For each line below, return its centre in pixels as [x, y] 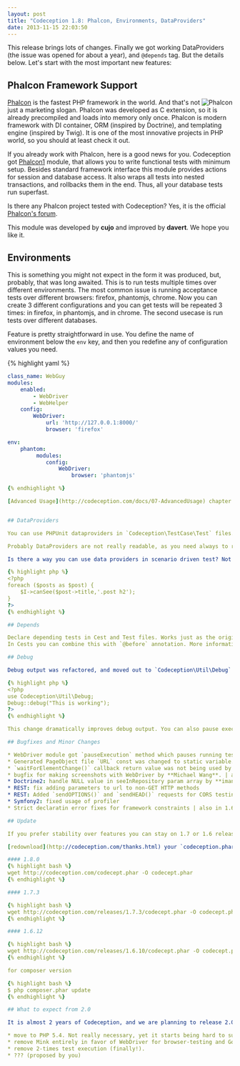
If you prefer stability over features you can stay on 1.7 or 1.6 [110, 834]
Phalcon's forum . [32, 214]
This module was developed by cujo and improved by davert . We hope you [118, 228]
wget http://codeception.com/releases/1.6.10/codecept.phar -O [104, 951]
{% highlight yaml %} [39, 363]
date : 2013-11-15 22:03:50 [47, 27]
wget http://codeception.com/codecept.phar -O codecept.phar [100, 873]
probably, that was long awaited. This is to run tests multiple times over [112, 282]
